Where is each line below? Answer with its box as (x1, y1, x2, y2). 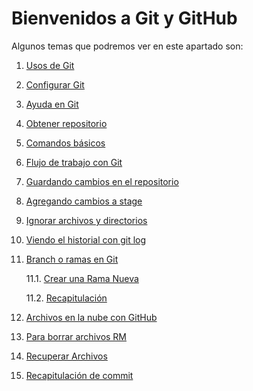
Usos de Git (25, 59, 75, 71)
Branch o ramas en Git (25, 253, 119, 265)
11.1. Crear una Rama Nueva (25, 272, 139, 284)
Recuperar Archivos (25, 350, 108, 362)
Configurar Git (25, 78, 85, 91)
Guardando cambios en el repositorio (25, 175, 179, 187)
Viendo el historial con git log (25, 233, 147, 246)
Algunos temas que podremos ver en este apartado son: (11, 40, 244, 52)
